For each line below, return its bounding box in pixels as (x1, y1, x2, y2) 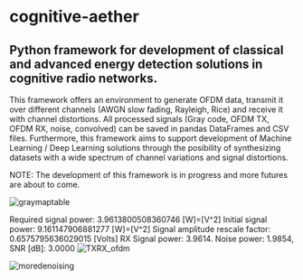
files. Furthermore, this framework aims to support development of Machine (9, 133, 292, 144)
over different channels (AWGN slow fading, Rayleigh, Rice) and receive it (9, 104, 283, 115)
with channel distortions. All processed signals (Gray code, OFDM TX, (9, 114, 270, 124)
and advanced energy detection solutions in (9, 56, 263, 71)
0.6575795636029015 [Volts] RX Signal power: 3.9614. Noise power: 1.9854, (9, 233, 294, 244)
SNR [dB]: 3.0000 (9, 243, 75, 254)
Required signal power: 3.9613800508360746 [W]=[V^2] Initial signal (9, 214, 268, 225)
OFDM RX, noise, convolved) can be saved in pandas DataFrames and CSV (9, 124, 289, 134)
